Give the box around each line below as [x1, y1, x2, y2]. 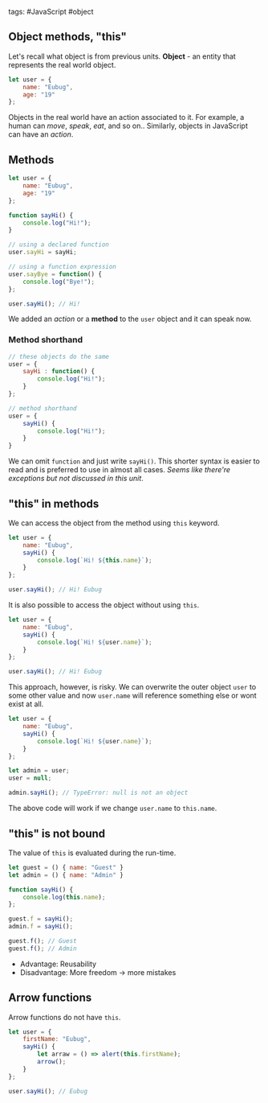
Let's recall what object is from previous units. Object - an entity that [8, 51, 237, 61]
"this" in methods [8, 496, 99, 510]
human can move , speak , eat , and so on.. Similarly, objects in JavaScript [8, 121, 249, 131]
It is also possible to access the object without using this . [8, 600, 200, 610]
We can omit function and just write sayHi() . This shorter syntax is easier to [8, 456, 261, 466]
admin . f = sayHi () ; [8, 923, 74, 931]
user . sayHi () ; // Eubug [8, 1087, 88, 1095]
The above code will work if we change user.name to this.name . [8, 804, 217, 813]
